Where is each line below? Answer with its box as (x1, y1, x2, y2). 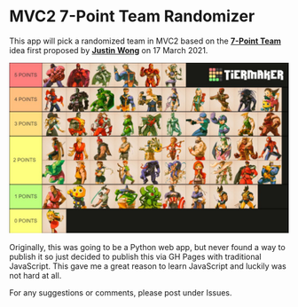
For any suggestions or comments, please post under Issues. (9, 287, 232, 298)
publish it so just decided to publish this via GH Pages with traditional (9, 251, 262, 263)
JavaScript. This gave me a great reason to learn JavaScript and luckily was (9, 261, 286, 272)
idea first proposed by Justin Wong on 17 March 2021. (9, 44, 208, 55)
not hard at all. (9, 271, 62, 281)
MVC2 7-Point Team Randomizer (9, 6, 255, 27)
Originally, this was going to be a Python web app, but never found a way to (9, 242, 286, 253)
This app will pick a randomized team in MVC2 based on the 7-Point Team (9, 35, 282, 46)
